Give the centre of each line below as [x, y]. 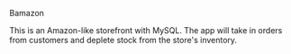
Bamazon [27, 13]
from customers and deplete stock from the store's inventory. [123, 40]
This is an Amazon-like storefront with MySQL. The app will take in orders [146, 30]
